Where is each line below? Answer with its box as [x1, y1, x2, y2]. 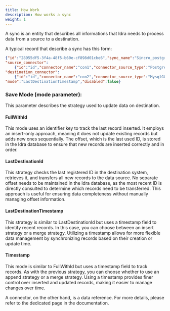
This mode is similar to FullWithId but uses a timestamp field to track [5, 263, 148, 269]
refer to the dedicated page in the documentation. [5, 300, 109, 306]
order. [5, 147, 18, 153]
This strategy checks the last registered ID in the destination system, [5, 170, 148, 176]
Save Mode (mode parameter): [5, 91, 82, 98]
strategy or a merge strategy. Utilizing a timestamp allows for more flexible [5, 230, 161, 236]
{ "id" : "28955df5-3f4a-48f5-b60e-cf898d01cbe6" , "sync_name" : [5, 56, 135, 61]
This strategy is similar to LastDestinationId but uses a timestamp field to [5, 219, 157, 225]
